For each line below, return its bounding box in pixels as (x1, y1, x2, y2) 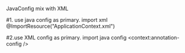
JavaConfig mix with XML (6, 5, 69, 12)
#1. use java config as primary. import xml (6, 16, 108, 23)
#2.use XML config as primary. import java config (6, 34, 127, 41)
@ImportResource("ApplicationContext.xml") (6, 23, 115, 29)
